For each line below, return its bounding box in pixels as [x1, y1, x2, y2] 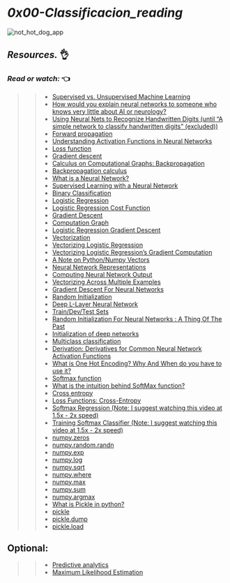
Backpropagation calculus [52, 166, 128, 175]
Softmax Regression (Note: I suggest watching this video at [52, 403, 223, 412]
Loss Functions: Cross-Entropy [52, 396, 141, 404]
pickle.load [52, 522, 84, 531]
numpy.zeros [52, 433, 90, 441]
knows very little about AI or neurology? [52, 107, 167, 116]
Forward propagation [52, 129, 113, 137]
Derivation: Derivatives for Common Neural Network [52, 344, 202, 353]
